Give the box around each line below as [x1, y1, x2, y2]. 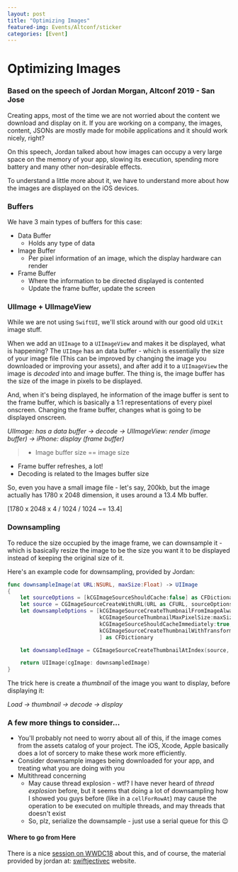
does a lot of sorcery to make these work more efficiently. [17, 749, 187, 758]
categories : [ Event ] [7, 30, 69, 38]
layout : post [7, 10, 46, 18]
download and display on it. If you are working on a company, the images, [7, 118, 223, 127]
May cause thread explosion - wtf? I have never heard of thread [28, 779, 215, 788]
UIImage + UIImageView [7, 302, 92, 311]
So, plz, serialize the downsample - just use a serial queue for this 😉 [28, 817, 229, 825]
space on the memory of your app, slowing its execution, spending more [7, 155, 219, 163]
